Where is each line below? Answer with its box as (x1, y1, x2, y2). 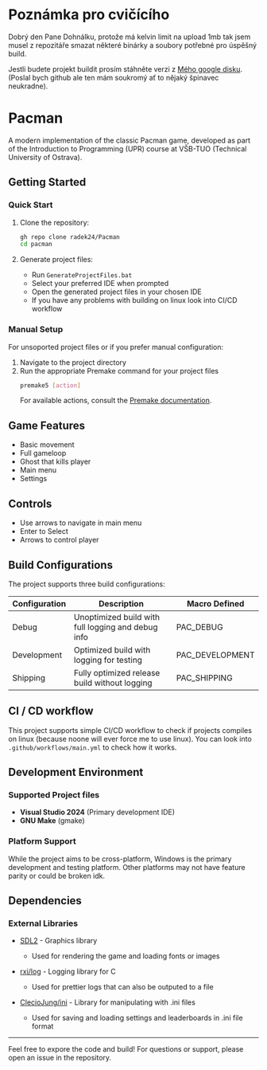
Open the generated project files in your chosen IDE (31, 287, 202, 296)
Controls (8, 496, 52, 511)
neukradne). (8, 81, 48, 91)
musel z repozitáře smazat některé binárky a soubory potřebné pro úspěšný (8, 40, 257, 49)
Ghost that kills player (19, 457, 91, 467)
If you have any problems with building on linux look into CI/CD (31, 296, 238, 305)
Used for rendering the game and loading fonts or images (31, 951, 220, 961)
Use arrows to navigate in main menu (19, 518, 142, 527)
